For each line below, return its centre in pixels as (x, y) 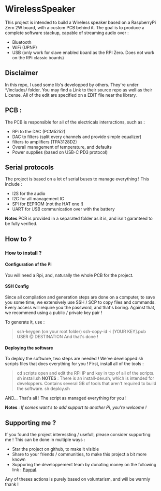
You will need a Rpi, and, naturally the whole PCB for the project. (69, 275)
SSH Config (17, 286)
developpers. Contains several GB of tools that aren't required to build (87, 384)
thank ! (12, 484)
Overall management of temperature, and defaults (62, 147)
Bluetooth (22, 42)
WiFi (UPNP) (24, 47)
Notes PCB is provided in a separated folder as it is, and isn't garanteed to (79, 219)
